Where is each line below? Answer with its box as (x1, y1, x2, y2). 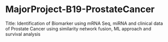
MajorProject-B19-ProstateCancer (5, 4, 155, 15)
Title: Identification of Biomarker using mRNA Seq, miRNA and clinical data (5, 20, 163, 26)
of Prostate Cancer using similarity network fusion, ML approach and (5, 25, 152, 31)
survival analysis (5, 31, 41, 37)
